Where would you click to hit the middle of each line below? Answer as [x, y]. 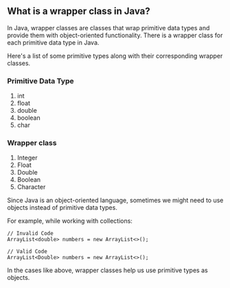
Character [31, 187]
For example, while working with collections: [70, 221]
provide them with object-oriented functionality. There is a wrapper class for [115, 35]
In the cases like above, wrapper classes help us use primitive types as [107, 270]
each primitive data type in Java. [53, 42]
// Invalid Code [30, 234]
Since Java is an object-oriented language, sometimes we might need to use [115, 200]
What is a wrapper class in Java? [79, 11]
